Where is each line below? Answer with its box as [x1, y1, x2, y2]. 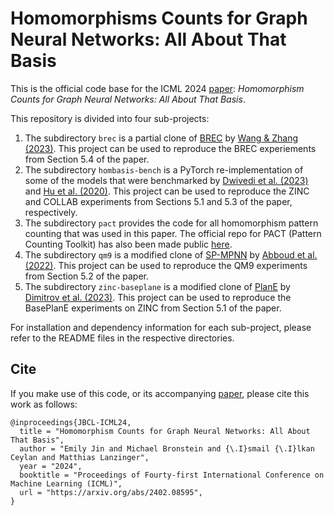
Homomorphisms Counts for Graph [10, 7, 308, 30]
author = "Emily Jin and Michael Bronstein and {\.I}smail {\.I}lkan [19, 443, 315, 454]
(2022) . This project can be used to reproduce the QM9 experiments [24, 259, 308, 271]
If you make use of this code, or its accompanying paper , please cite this [10, 387, 310, 399]
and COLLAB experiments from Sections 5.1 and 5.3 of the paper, [24, 195, 293, 207]
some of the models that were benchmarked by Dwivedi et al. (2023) [24, 174, 309, 186]
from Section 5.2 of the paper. [24, 270, 149, 282]
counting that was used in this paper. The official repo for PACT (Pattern [24, 227, 322, 239]
